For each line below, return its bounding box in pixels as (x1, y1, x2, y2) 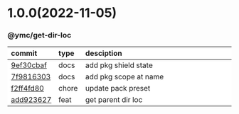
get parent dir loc (85, 95, 143, 105)
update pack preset (85, 84, 151, 93)
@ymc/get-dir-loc (7, 30, 72, 40)
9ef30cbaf (11, 60, 48, 70)
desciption (85, 48, 122, 58)
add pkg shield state (85, 60, 153, 70)
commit (11, 48, 38, 58)
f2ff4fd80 (11, 84, 44, 93)
